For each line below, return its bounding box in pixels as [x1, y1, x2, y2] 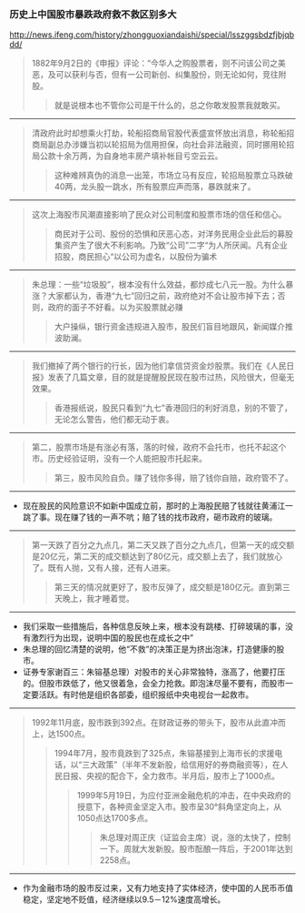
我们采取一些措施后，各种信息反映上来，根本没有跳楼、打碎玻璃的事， [22, 621, 286, 632]
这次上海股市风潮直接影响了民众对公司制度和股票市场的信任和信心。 [31, 209, 287, 220]
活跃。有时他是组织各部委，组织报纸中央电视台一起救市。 [38, 689, 254, 700]
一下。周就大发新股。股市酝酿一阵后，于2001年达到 [99, 844, 293, 855]
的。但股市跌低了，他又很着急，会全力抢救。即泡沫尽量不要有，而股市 [22, 678, 286, 689]
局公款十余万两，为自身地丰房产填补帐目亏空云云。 [31, 150, 223, 161]
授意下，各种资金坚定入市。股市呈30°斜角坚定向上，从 [76, 801, 282, 812]
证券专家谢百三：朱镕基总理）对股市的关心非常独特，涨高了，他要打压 [22, 666, 286, 677]
